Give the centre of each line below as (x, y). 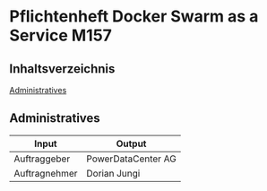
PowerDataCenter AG (131, 159)
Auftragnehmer (46, 173)
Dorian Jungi (113, 173)
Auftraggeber (42, 159)
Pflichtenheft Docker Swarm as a (134, 17)
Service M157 (60, 35)
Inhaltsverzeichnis (62, 69)
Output (131, 143)
